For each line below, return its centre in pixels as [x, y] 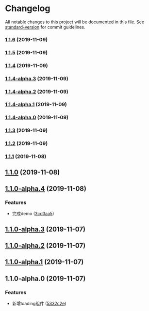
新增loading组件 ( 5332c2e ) [39, 304]
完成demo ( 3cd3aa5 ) [33, 214]
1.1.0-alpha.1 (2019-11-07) [44, 262]
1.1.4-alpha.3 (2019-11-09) [37, 78]
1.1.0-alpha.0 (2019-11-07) [45, 278]
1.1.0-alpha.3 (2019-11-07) [45, 229]
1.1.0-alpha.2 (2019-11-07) [45, 246]
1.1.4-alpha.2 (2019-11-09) [37, 92]
